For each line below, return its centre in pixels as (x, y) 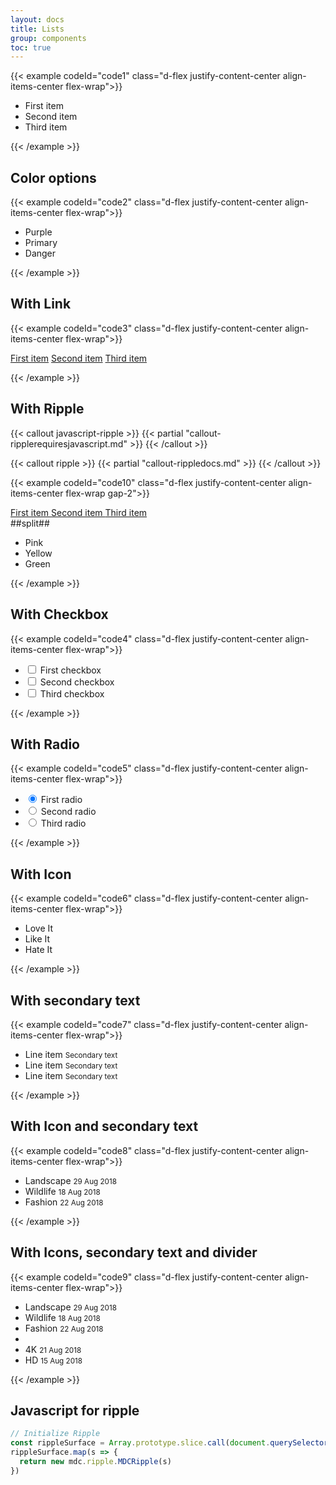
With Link (41, 304)
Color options (53, 177)
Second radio (68, 812)
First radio (61, 800)
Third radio (63, 823)
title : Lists (37, 29)
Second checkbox (77, 682)
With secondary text (75, 1000)
